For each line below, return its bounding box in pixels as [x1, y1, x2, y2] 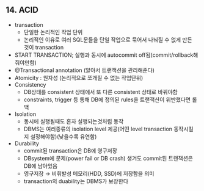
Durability [14, 140, 39, 147]
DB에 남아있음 [23, 162, 58, 170]
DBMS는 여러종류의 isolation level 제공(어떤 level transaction [23, 125, 172, 132]
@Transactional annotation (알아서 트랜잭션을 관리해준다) [14, 67, 155, 74]
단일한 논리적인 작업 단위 [23, 28, 83, 35]
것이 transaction [23, 43, 64, 51]
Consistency [14, 81, 46, 88]
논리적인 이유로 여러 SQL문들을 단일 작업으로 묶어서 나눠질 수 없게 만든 [23, 36, 193, 43]
